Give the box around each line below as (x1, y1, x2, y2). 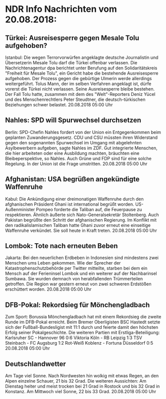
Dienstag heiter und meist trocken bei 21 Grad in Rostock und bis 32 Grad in (5, 383, 160, 389)
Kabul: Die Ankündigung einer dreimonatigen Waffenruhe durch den (5, 196, 144, 202)
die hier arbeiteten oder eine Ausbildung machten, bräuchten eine (5, 150, 140, 156)
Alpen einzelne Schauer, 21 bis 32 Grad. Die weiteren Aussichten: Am (5, 378, 147, 384)
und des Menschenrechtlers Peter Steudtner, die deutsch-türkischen (5, 96, 146, 102)
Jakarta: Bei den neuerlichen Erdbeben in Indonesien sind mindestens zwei (5, 255, 159, 261)
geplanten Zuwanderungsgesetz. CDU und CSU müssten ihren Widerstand (5, 134, 158, 140)
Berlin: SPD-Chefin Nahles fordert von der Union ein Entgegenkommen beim (5, 129, 161, 135)
